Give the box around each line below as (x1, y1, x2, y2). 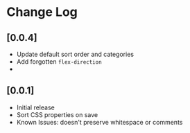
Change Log (6, 4, 78, 20)
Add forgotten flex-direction (16, 57, 102, 66)
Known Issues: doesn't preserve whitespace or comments (16, 118, 183, 126)
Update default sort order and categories (16, 50, 135, 58)
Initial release (16, 103, 55, 112)
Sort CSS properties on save (16, 110, 98, 118)
